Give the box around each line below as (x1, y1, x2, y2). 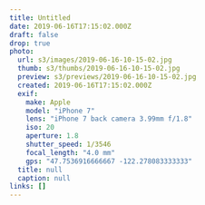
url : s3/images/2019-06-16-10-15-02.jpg (17, 55, 172, 64)
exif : (17, 89, 39, 98)
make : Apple (25, 97, 71, 107)
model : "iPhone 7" (25, 106, 95, 115)
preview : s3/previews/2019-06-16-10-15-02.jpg (17, 73, 197, 82)
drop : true (9, 38, 51, 48)
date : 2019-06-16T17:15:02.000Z (9, 22, 132, 31)
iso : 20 (25, 123, 54, 132)
